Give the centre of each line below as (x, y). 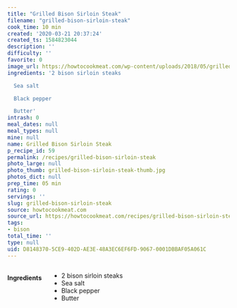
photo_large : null (34, 164)
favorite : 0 (25, 60)
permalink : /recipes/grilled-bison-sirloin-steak (82, 157)
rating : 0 (22, 190)
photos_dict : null (34, 177)
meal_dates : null (33, 124)
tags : (15, 223)
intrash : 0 (23, 118)
